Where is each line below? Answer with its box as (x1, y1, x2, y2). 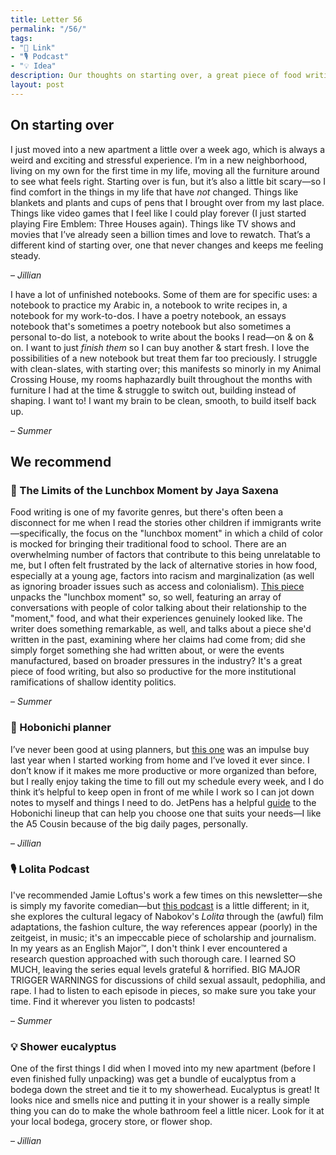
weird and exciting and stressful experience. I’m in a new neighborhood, (10, 154, 308, 166)
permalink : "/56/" (10, 24, 87, 34)
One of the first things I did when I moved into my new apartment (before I (10, 1062, 316, 1075)
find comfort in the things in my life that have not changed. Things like (10, 186, 299, 198)
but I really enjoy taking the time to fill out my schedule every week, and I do (10, 775, 325, 787)
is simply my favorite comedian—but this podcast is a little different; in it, (10, 899, 310, 911)
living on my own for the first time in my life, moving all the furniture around (10, 164, 320, 176)
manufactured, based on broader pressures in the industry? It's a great (10, 655, 303, 667)
